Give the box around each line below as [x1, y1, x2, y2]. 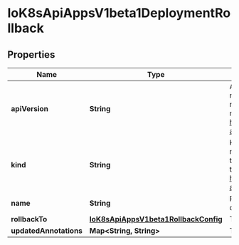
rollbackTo [11, 214, 48, 224]
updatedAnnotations [11, 226, 83, 236]
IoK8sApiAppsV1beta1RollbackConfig [89, 214, 223, 224]
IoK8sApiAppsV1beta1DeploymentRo [7, 5, 231, 21]
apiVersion [11, 104, 48, 113]
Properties [7, 48, 55, 61]
